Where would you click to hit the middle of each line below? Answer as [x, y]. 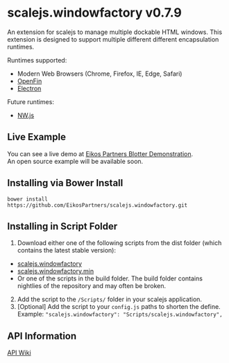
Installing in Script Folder [62, 226]
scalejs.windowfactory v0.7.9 [94, 13]
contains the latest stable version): [67, 251]
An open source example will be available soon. [75, 161]
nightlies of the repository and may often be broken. [92, 286]
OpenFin [29, 81]
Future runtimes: [31, 101]
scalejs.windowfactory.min [56, 271]
